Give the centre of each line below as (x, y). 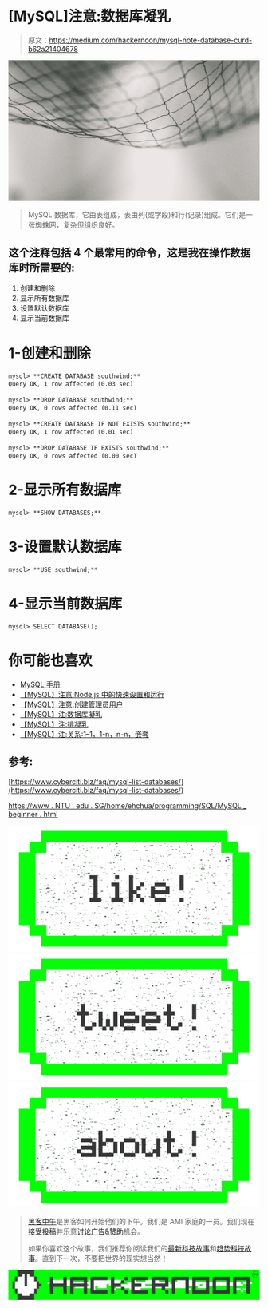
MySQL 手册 (40, 684)
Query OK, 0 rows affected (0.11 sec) (73, 408)
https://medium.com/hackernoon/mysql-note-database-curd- (151, 40)
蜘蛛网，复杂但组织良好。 (77, 225)
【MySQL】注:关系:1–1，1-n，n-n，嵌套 (84, 734)
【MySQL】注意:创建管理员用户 (71, 704)
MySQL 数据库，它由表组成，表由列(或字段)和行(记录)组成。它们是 (137, 215)
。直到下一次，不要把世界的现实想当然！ (101, 1258)
